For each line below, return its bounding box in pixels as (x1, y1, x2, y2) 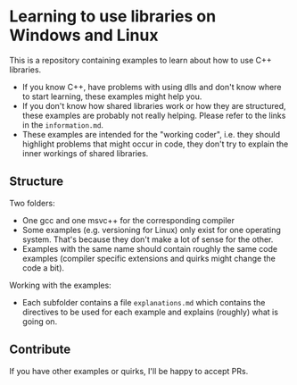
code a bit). (21, 262, 65, 273)
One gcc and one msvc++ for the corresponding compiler (21, 214, 235, 225)
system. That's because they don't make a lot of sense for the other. (21, 234, 274, 245)
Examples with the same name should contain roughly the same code (21, 243, 278, 254)
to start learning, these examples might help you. (21, 91, 202, 102)
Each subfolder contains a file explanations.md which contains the (21, 297, 266, 307)
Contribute (9, 342, 71, 357)
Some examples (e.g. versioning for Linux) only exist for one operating (21, 224, 281, 235)
